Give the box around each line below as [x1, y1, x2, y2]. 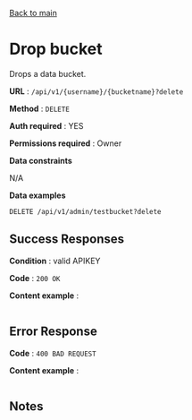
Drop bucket [9, 39, 103, 59]
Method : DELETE [9, 103, 70, 114]
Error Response [9, 324, 98, 339]
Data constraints [9, 155, 73, 166]
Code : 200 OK [9, 272, 61, 283]
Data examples [9, 190, 66, 201]
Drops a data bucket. [9, 68, 87, 79]
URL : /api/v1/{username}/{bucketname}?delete [9, 85, 184, 97]
